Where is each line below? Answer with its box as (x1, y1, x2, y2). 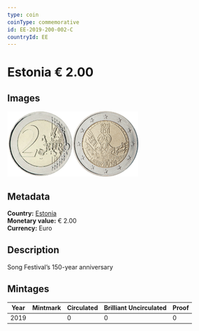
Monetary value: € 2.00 (7, 217, 77, 225)
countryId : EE (7, 34, 49, 41)
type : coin (7, 11, 39, 18)
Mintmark (32, 304, 61, 312)
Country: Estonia (7, 209, 57, 218)
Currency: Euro (7, 224, 52, 232)
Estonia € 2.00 (7, 64, 94, 80)
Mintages (7, 283, 50, 295)
